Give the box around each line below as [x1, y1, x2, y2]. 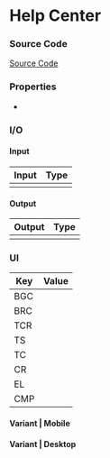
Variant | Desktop [9, 438, 77, 449]
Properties [9, 80, 57, 93]
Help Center [9, 5, 102, 26]
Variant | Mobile [9, 418, 70, 428]
